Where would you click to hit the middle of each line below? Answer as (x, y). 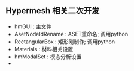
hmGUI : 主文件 (33, 26)
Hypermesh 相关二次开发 (53, 11)
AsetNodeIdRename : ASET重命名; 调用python (71, 34)
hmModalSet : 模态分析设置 (48, 57)
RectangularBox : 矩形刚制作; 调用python (64, 42)
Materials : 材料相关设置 (44, 49)
